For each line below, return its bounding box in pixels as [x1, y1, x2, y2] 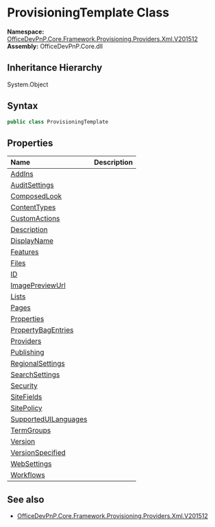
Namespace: [7, 27, 45, 36]
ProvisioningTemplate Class [7, 5, 170, 21]
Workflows [10, 470, 46, 480]
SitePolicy [10, 403, 42, 413]
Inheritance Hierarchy [7, 62, 103, 73]
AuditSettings [10, 180, 55, 190]
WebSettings [10, 459, 52, 469]
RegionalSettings [10, 359, 65, 368]
